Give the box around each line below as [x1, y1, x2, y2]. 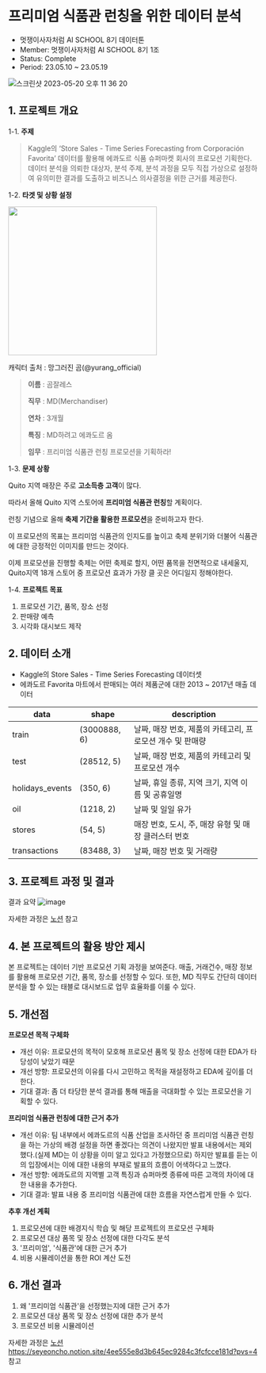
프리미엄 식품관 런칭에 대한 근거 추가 [8, 1114, 119, 1122]
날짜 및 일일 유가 [134, 803, 192, 815]
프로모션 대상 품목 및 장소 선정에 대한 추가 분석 [19, 1310, 164, 1321]
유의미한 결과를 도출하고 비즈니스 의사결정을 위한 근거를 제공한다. [36, 173, 237, 182]
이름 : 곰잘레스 [27, 379, 73, 389]
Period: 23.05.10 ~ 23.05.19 [19, 62, 108, 71]
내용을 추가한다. [28, 1179, 78, 1189]
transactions [12, 845, 59, 856]
